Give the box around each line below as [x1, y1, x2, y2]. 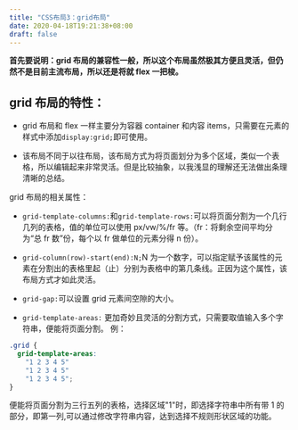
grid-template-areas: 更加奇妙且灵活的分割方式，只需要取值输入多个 [21, 312, 276, 323]
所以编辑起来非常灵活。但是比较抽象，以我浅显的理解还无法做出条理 [37, 161, 287, 172]
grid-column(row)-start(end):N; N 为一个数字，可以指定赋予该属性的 [21, 252, 276, 263]
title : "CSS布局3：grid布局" [9, 12, 111, 22]
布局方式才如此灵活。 [21, 274, 101, 285]
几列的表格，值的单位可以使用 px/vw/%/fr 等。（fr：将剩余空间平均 [21, 222, 265, 233]
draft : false [9, 29, 58, 38]
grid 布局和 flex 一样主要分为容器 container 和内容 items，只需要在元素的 [21, 120, 290, 131]
